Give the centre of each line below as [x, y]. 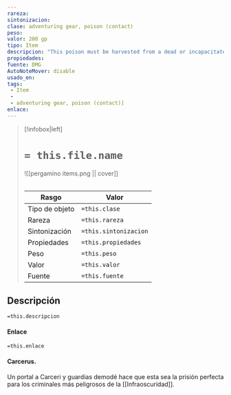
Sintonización [49, 231]
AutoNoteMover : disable [41, 71]
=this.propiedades [111, 243]
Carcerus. [22, 361]
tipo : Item [23, 45]
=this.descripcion [33, 317]
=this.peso [99, 254]
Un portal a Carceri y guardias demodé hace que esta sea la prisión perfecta [115, 376]
